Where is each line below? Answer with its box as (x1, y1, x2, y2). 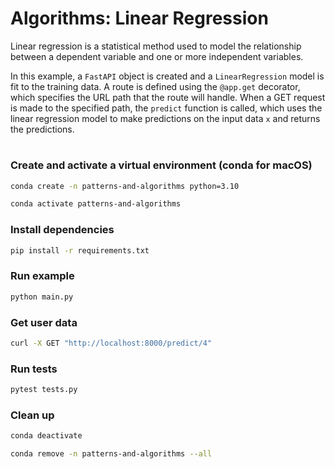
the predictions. (10, 123, 75, 135)
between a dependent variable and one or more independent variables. (10, 50, 304, 62)
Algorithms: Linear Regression (10, 7, 269, 30)
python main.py (10, 292, 74, 302)
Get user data (10, 315, 78, 329)
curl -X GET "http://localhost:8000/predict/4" (10, 338, 213, 348)
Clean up (10, 408, 55, 422)
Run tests (10, 362, 58, 376)
